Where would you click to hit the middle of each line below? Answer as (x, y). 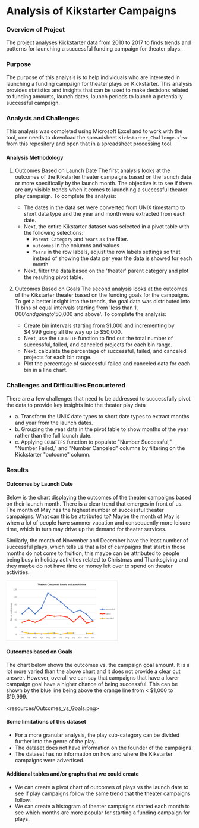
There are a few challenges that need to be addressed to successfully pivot (99, 398)
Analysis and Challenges (43, 118)
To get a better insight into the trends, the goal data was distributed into (102, 302)
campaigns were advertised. (50, 760)
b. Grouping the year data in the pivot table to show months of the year (102, 429)
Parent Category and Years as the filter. (80, 239)
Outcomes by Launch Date (40, 484)
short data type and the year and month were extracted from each (105, 214)
